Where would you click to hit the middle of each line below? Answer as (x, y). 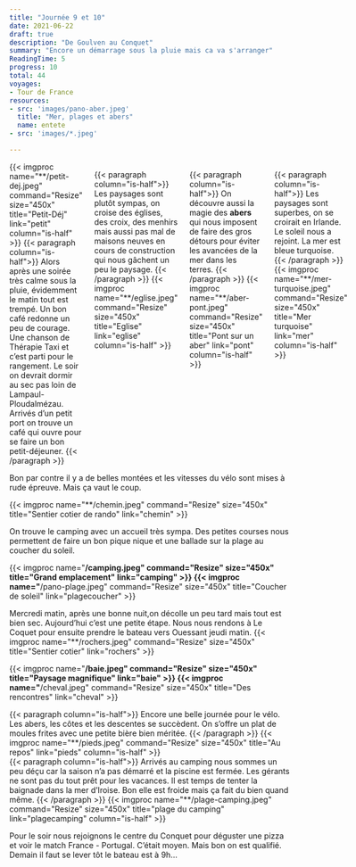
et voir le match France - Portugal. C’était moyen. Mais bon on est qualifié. (145, 845)
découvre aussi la (221, 202)
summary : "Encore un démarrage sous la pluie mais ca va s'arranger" (141, 51)
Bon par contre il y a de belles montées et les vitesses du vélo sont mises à (147, 477)
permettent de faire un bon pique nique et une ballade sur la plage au (137, 541)
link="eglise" (117, 335)
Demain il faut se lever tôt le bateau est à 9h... (94, 855)
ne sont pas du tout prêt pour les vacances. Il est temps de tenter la (133, 780)
